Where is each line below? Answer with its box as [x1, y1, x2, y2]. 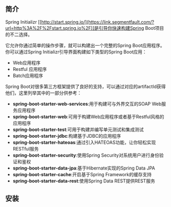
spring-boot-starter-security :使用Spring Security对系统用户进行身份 [12, 152, 160, 158]
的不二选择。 [5, 31, 32, 37]
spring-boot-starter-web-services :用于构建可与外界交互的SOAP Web [12, 101, 162, 107]
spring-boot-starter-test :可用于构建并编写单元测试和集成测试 [12, 126, 144, 133]
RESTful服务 [12, 145, 39, 152]
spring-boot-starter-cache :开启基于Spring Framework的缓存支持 [12, 171, 152, 177]
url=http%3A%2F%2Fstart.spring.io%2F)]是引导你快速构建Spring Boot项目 [5, 25, 164, 31]
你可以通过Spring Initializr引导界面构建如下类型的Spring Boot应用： [5, 48, 147, 55]
